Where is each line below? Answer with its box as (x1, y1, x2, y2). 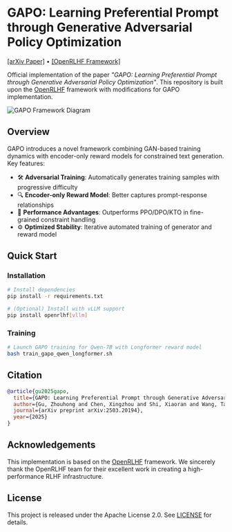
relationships (17, 201, 54, 209)
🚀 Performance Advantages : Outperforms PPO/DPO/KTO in (17, 208, 188, 216)
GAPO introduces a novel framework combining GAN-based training (7, 144, 201, 153)
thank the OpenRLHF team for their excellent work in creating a (7, 465, 186, 473)
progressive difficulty (17, 183, 78, 191)
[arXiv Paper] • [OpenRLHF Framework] (7, 57, 121, 65)
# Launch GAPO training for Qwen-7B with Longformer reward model (7, 344, 202, 351)
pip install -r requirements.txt (7, 293, 104, 300)
